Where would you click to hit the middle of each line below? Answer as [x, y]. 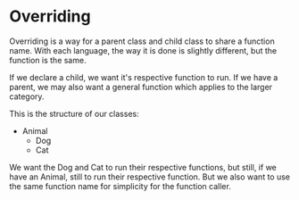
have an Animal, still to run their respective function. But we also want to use [150, 177]
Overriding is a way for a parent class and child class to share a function [142, 41]
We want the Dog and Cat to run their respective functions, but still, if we [143, 167]
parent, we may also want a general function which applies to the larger [141, 87]
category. [27, 96]
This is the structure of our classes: [75, 113]
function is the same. [48, 60]
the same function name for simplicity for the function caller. [120, 186]
